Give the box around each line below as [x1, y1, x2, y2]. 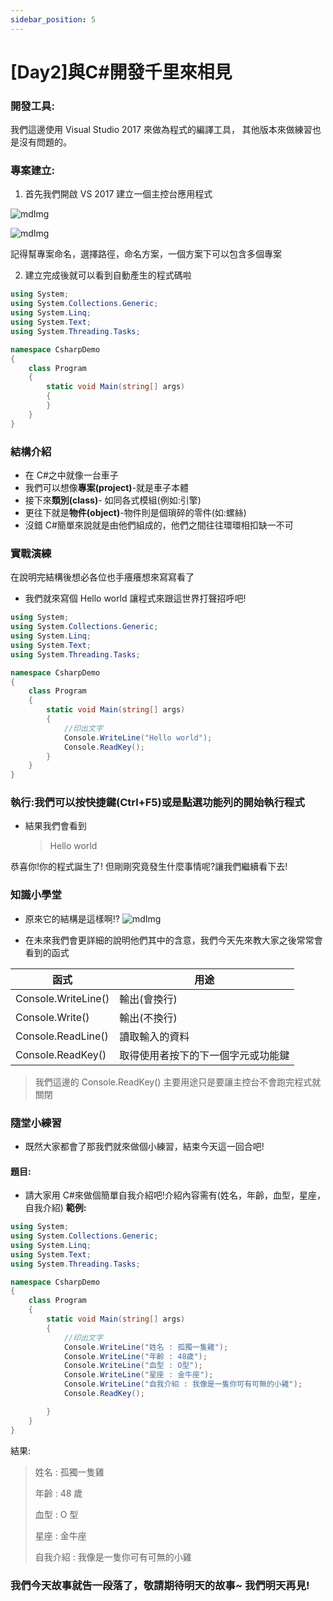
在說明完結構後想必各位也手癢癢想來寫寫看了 [10, 571, 195, 583]
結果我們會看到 [24, 820, 87, 832]
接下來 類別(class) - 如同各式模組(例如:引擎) [24, 494, 202, 506]
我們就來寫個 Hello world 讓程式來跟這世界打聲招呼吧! [24, 592, 247, 605]
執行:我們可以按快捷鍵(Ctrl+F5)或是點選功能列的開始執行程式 [10, 796, 305, 810]
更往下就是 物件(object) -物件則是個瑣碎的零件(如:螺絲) [24, 506, 247, 518]
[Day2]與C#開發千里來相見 [10, 61, 233, 83]
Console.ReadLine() [15, 1029, 109, 1043]
